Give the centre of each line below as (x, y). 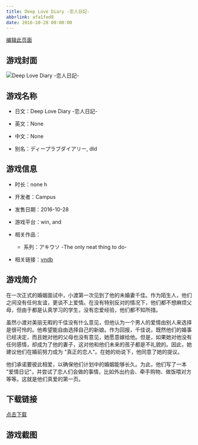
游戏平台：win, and (38, 222)
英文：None (29, 124)
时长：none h (31, 184)
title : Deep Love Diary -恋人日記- (48, 11)
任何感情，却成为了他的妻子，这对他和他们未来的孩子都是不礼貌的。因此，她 (99, 344)
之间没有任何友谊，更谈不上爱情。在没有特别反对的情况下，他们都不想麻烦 (96, 302)
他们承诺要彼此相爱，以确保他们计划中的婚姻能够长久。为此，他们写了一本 (96, 364)
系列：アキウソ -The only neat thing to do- (75, 247)
